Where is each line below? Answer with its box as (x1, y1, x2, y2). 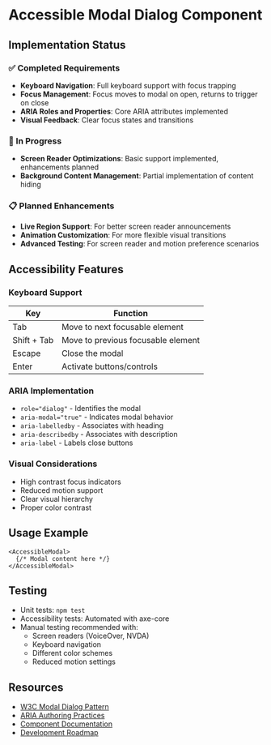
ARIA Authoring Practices (19, 711, 105, 721)
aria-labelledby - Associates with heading (19, 421, 164, 430)
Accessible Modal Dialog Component (8, 6, 263, 24)
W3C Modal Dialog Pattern (19, 702, 109, 712)
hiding (19, 180, 42, 190)
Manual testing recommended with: (19, 623, 139, 632)
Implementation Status (8, 38, 126, 52)
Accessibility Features (8, 262, 124, 276)
